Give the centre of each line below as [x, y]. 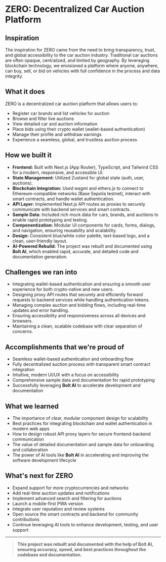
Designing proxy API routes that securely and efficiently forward [78, 295]
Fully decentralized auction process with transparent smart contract [81, 364]
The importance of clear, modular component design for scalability [80, 418]
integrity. [14, 76]
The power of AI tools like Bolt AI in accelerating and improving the [81, 455]
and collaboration [30, 450]
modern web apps [31, 429]
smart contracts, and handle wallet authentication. [63, 199]
